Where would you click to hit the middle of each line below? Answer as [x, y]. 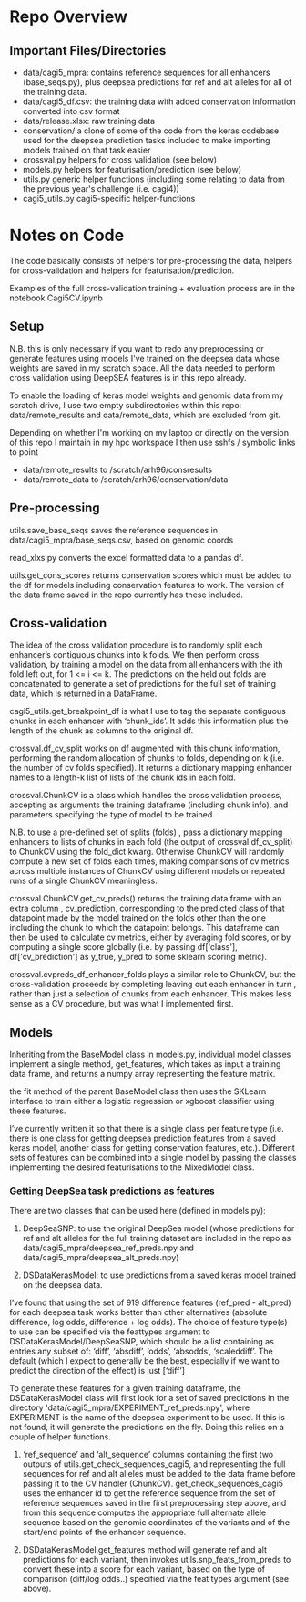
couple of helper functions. [60, 1437]
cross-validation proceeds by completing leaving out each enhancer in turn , [153, 985]
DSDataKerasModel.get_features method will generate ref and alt [144, 1550]
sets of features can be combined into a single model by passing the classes [153, 1158]
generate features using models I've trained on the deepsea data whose [144, 358]
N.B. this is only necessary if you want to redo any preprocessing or [137, 348]
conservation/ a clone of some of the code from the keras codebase [151, 131]
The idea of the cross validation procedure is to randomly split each [136, 645]
